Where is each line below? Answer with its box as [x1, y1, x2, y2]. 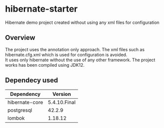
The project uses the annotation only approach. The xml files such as [5, 46, 145, 52]
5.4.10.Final [47, 99, 76, 106]
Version [52, 91, 71, 97]
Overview [5, 34, 36, 42]
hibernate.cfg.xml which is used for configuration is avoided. [5, 52, 127, 57]
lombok [7, 114, 25, 121]
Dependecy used [5, 76, 58, 85]
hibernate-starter [5, 3, 78, 15]
